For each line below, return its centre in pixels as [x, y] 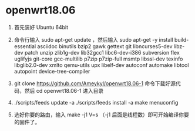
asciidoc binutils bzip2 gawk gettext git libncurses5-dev [105, 46]
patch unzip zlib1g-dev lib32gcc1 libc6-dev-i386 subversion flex [102, 52]
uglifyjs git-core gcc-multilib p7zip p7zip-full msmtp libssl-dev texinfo [98, 59]
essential [25, 46]
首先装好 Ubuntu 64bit [41, 27]
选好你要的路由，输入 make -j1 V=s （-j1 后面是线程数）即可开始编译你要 [101, 115]
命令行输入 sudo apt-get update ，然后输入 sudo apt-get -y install [94, 39]
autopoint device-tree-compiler [52, 71]
